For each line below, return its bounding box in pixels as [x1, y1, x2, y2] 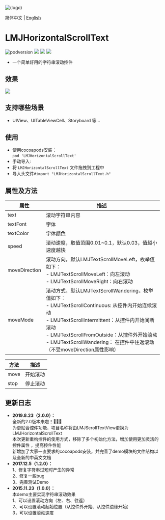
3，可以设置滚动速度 [12, 510, 54, 516]
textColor [7, 230, 29, 237]
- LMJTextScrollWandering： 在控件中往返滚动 [46, 339, 155, 346]
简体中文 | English [5, 15, 41, 21]
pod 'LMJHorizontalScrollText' [12, 154, 77, 159]
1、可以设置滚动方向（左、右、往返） [12, 497, 87, 503]
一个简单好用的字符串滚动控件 [12, 59, 73, 65]
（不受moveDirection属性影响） [46, 346, 119, 353]
